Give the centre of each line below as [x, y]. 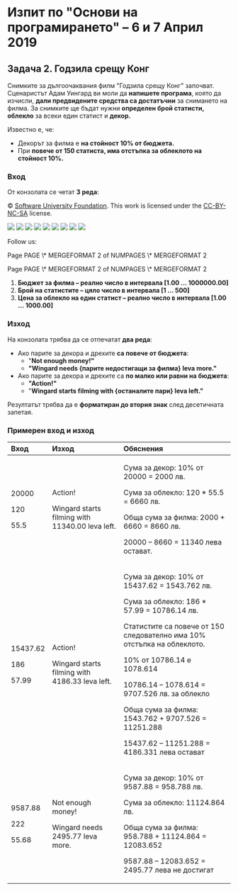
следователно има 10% [165, 635]
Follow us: [22, 242]
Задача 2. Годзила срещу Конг [79, 68]
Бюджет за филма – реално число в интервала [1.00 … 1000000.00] [123, 283]
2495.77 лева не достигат [169, 870]
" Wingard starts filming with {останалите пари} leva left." [116, 391]
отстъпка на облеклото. [164, 644]
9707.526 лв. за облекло [167, 693]
